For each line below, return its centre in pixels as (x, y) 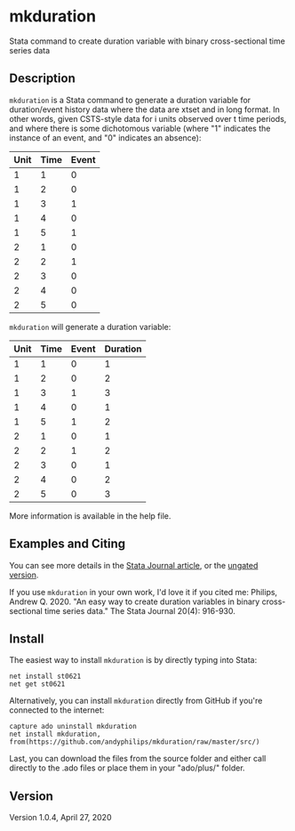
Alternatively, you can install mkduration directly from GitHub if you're (136, 701)
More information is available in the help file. (90, 516)
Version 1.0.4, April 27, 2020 (60, 818)
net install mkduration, (55, 734)
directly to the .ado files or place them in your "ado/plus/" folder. (128, 768)
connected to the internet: (57, 710)
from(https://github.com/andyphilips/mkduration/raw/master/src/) (135, 742)
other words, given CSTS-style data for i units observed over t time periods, (148, 118)
